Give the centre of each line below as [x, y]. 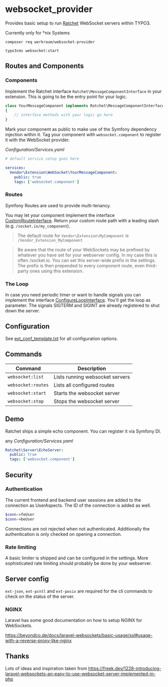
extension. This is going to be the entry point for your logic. [66, 97]
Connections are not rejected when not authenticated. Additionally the [77, 529]
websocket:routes [28, 385]
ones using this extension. [57, 271]
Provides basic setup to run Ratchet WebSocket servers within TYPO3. [78, 23]
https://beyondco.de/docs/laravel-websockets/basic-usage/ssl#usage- [79, 635]
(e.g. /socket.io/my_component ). [38, 226]
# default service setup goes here [42, 159]
